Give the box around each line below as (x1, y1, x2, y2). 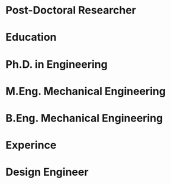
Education (5, 31, 57, 44)
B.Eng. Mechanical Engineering (5, 111, 163, 124)
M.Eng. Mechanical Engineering (5, 84, 166, 98)
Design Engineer (5, 166, 89, 179)
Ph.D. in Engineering (5, 57, 108, 71)
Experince (5, 139, 57, 152)
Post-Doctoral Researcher (5, 4, 137, 17)
